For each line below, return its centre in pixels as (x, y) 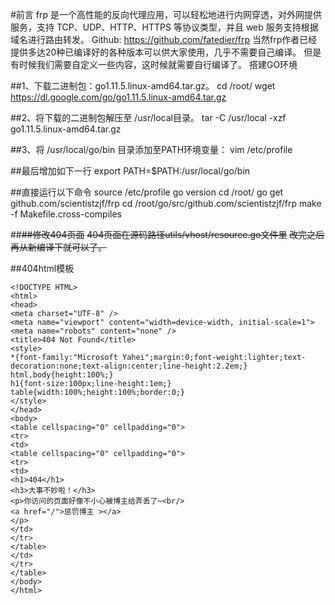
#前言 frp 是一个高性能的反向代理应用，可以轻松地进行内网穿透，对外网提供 (166, 14)
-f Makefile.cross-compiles (66, 214)
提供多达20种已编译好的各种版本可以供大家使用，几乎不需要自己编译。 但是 (166, 52)
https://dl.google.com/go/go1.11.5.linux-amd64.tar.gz (118, 97)
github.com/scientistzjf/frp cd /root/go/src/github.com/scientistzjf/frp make (166, 203)
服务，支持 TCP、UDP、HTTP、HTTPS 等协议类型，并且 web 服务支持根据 (164, 27)
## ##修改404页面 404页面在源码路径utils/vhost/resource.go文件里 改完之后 (167, 234)
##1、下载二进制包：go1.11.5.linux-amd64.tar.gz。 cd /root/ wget (143, 86)
